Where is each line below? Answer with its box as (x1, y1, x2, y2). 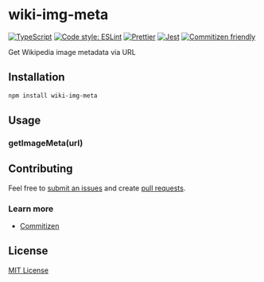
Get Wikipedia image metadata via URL (8, 47, 137, 57)
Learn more (8, 203, 54, 214)
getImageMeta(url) (8, 137, 83, 148)
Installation (8, 70, 65, 84)
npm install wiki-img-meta (8, 92, 98, 100)
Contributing (8, 162, 73, 176)
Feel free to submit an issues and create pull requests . (8, 183, 186, 193)
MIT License (8, 265, 49, 275)
